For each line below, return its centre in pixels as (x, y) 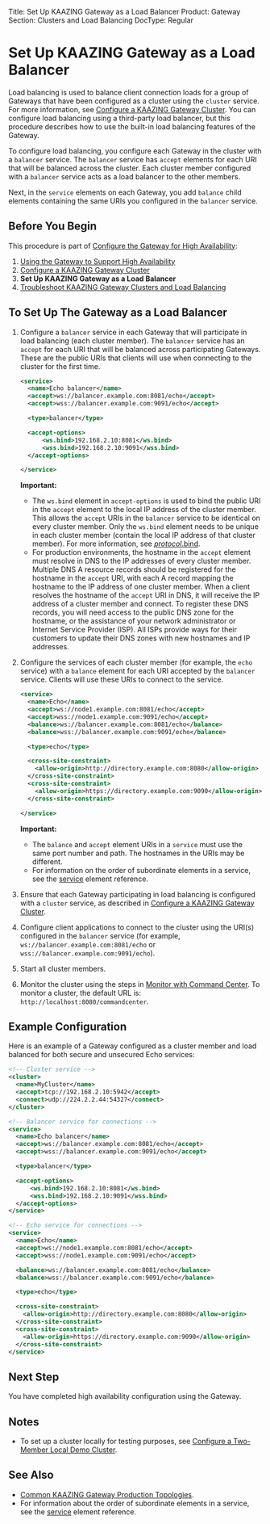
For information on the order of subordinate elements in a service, (141, 870)
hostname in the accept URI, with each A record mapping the (133, 578)
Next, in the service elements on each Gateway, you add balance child (125, 192)
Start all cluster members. (63, 968)
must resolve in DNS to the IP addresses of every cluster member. (141, 561)
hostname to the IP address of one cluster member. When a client (141, 587)
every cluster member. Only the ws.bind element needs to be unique (145, 527)
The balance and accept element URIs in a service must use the (137, 844)
